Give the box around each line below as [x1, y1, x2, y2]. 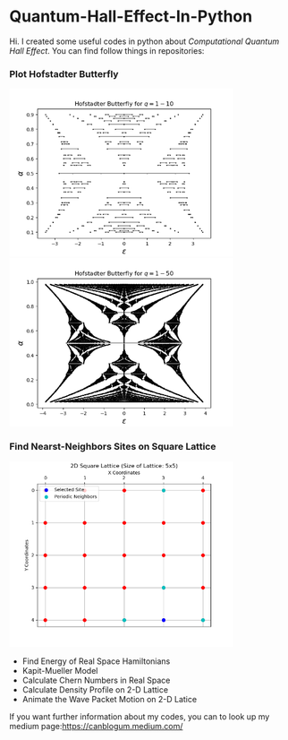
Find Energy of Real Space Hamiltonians [21, 656, 171, 667]
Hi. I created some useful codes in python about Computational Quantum [9, 36, 280, 47]
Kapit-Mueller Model [21, 666, 98, 676]
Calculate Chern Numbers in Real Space [21, 675, 171, 686]
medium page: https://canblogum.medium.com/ [9, 721, 183, 732]
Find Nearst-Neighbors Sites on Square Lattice [9, 441, 216, 453]
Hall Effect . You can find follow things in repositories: [9, 45, 205, 56]
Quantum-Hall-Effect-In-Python [9, 6, 253, 27]
